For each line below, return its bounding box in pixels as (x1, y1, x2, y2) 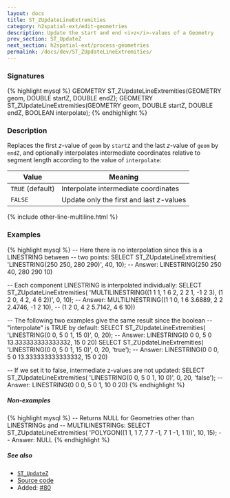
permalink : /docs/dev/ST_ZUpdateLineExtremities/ (7, 49, 153, 56)
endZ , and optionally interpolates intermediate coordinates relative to (7, 149, 201, 157)
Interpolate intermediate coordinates (61, 184, 180, 193)
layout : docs (7, 10, 45, 17)
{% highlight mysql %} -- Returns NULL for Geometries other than (7, 413, 194, 422)
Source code (17, 476, 54, 484)
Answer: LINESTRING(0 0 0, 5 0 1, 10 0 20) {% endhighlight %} (7, 380, 185, 389)
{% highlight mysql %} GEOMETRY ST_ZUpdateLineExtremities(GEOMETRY (7, 87, 222, 95)
